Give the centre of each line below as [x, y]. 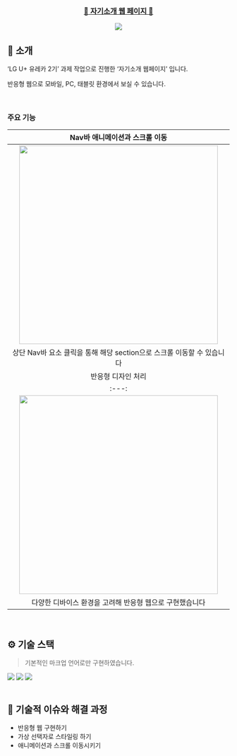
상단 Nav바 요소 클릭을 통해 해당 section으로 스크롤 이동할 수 [108, 353]
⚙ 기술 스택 [31, 644]
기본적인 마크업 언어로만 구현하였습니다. [79, 663]
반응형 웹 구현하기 [42, 728]
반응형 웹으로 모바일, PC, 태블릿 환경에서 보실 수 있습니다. [87, 84]
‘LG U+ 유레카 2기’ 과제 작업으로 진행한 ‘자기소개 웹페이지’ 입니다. [98, 69]
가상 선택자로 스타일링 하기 [54, 737]
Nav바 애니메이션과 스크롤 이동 [119, 138]
